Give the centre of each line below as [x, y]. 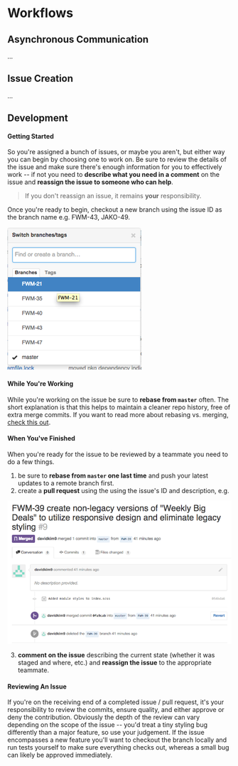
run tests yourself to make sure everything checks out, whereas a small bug [118, 748]
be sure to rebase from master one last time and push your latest [113, 475]
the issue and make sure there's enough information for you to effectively [115, 167]
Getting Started [31, 136]
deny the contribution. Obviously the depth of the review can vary [104, 717]
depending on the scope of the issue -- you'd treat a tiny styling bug [108, 725]
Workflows [40, 13]
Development [38, 118]
